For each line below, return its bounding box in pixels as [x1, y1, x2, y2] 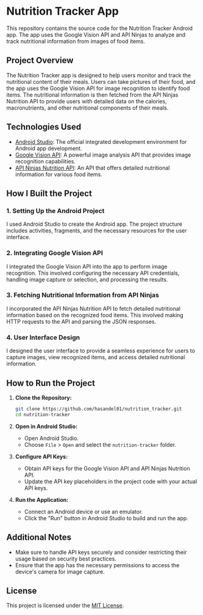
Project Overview [6, 55, 74, 65]
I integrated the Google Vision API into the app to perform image [6, 263, 168, 270]
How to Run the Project [6, 378, 96, 388]
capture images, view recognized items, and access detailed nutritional [6, 354, 185, 361]
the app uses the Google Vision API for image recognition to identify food [6, 84, 190, 92]
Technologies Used [6, 122, 81, 132]
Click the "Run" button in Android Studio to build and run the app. [24, 514, 189, 521]
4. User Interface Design [6, 333, 80, 341]
